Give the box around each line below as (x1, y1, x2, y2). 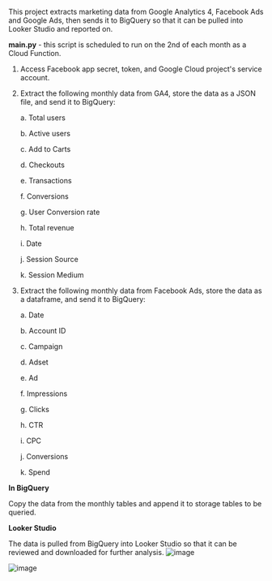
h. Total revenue (19, 223, 74, 232)
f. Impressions (19, 389, 68, 398)
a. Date (19, 310, 45, 320)
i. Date (19, 239, 42, 248)
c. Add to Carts (19, 144, 71, 153)
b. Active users (19, 129, 71, 138)
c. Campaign (19, 342, 63, 351)
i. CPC (19, 436, 42, 445)
